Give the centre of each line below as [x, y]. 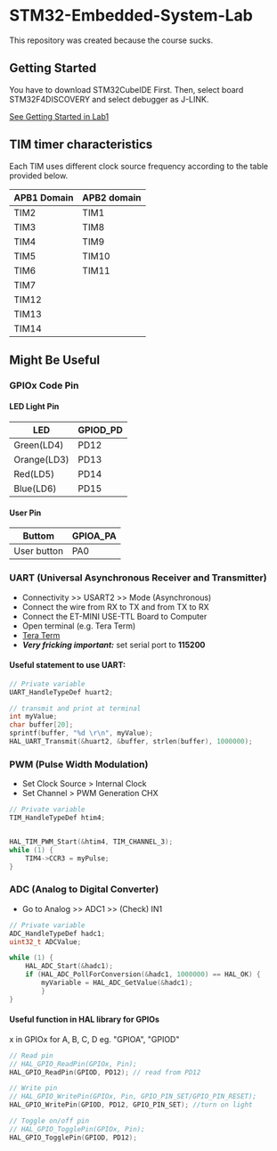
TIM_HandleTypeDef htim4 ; [57, 818]
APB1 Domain [44, 197]
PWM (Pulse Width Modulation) [79, 764]
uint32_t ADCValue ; [45, 941]
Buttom [39, 536]
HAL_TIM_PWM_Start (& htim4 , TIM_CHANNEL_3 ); [91, 842]
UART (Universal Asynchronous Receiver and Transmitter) [138, 578]
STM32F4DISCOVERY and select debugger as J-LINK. [109, 99]
